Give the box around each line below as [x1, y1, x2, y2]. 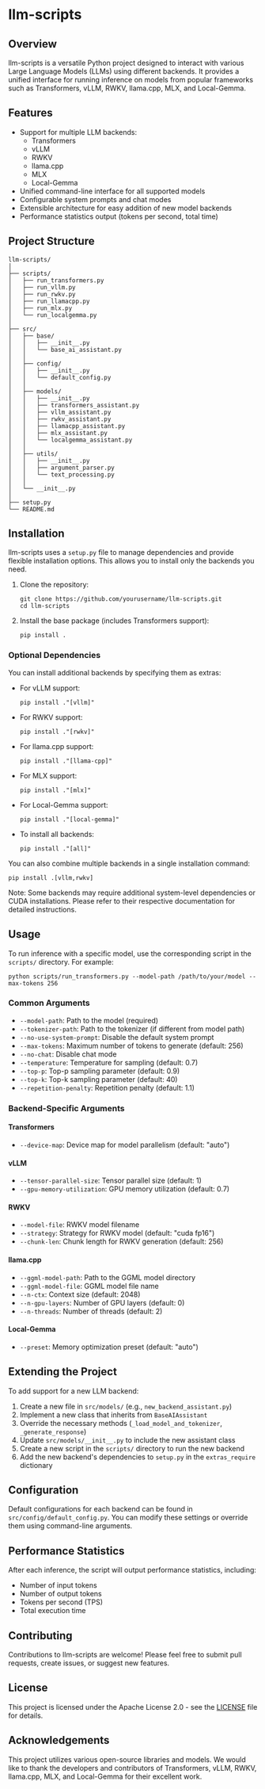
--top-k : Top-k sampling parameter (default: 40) [19, 1074, 178, 1084]
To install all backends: [19, 829, 95, 839]
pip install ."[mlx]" [19, 786, 91, 794]
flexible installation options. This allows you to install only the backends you [8, 556, 255, 566]
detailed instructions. [8, 904, 77, 914]
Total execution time [19, 1606, 86, 1615]
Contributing [8, 1629, 73, 1642]
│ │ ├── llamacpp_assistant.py [8, 422, 126, 430]
